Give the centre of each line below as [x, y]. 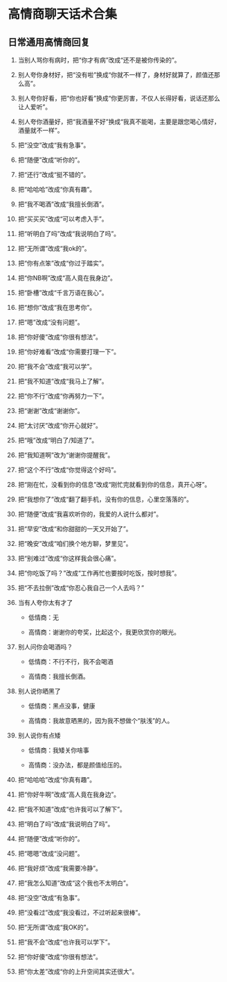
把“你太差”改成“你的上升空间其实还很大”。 [78, 972]
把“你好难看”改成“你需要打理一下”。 [69, 352]
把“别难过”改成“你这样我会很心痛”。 [69, 558]
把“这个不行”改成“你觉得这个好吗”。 [69, 470]
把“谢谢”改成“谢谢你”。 [51, 411]
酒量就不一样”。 [40, 130]
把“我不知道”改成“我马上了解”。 [63, 381]
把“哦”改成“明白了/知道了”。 [58, 440]
